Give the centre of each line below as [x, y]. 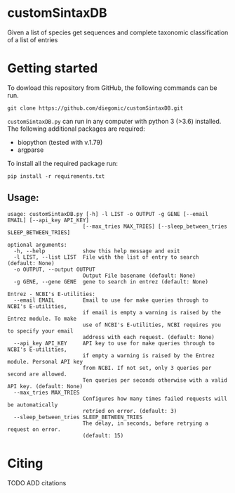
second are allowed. [38, 374]
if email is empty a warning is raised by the [152, 312]
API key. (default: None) [45, 386]
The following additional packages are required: [76, 129]
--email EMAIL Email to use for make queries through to [111, 300]
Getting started [53, 69]
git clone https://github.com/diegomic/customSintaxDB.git [95, 108]
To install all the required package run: [62, 163]
